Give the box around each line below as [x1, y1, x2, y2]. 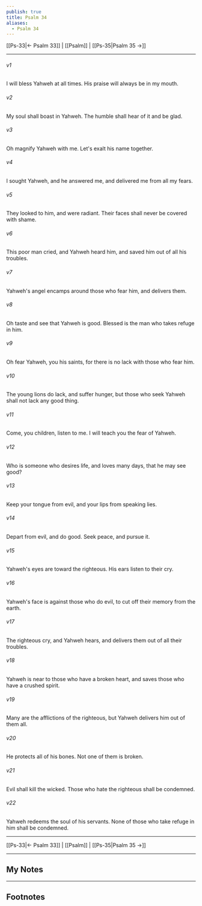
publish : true [6, 8, 42, 15]
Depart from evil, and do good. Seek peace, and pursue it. [6, 533, 150, 540]
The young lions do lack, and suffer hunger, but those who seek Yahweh [6, 391, 185, 398]
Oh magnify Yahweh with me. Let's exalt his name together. [6, 145, 153, 152]
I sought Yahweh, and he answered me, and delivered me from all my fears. [6, 177, 194, 185]
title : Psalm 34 [6, 14, 47, 20]
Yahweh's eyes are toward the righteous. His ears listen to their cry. [6, 566, 174, 573]
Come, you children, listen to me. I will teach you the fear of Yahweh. [6, 429, 176, 436]
